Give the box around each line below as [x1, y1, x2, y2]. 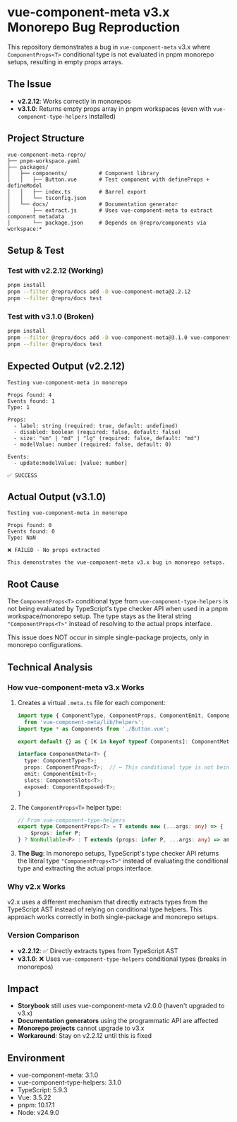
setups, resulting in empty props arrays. [7, 57, 123, 66]
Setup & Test [7, 244, 65, 256]
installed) [89, 112, 116, 120]
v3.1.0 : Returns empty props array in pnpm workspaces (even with [17, 104, 212, 113]
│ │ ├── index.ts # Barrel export [7, 188, 147, 195]
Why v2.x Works [7, 881, 66, 891]
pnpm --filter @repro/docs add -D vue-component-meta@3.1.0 [7, 334, 188, 341]
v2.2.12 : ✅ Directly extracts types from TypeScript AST [17, 946, 178, 955]
